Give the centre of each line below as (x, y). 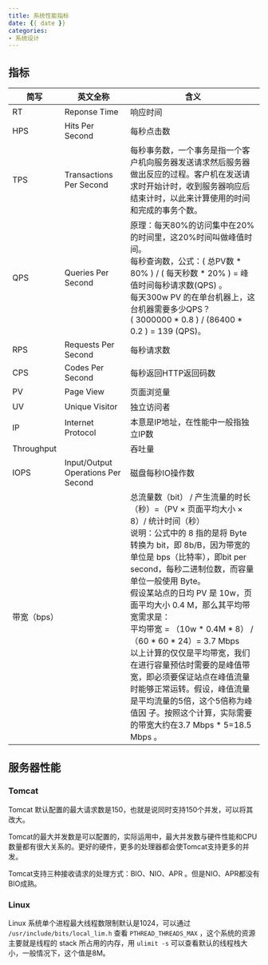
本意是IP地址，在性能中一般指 (186, 422)
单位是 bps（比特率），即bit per (189, 557)
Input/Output (89, 463)
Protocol (80, 433)
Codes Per (84, 368)
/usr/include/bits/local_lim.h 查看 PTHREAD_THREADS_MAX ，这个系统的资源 (132, 933)
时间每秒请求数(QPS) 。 (183, 285)
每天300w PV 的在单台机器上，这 (193, 297)
